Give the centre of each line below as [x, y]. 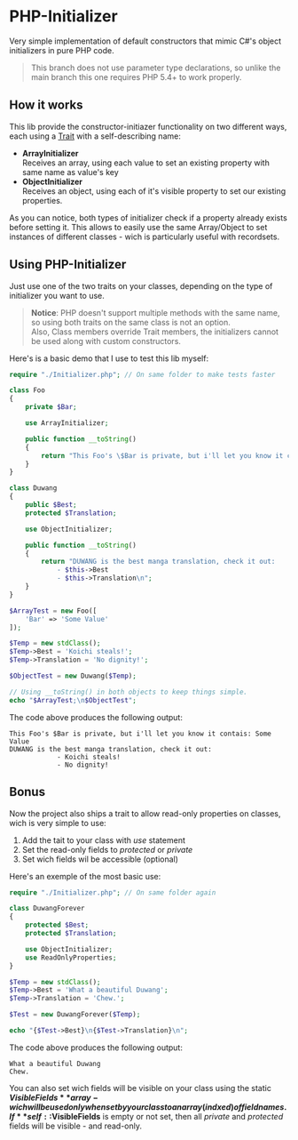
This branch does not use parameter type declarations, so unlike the [156, 68]
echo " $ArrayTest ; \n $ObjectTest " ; [73, 700]
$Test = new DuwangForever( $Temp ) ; [75, 1015]
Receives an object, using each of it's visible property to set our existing [154, 191]
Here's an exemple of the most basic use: [85, 876]
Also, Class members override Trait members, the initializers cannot [155, 332]
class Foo [27, 390]
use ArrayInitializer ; [67, 423]
